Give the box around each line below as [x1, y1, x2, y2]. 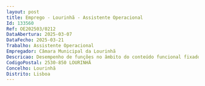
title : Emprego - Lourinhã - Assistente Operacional [6, 15, 143, 21]
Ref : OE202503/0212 [6, 25, 56, 32]
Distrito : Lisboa [6, 71, 51, 77]
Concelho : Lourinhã [6, 65, 56, 71]
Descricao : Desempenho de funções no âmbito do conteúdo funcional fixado [6, 54, 201, 60]
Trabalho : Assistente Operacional [6, 43, 95, 49]
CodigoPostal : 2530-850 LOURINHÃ [6, 59, 92, 65]
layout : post [6, 8, 40, 15]
